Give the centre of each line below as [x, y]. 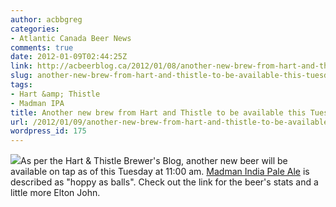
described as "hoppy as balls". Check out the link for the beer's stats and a [164, 182]
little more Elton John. [55, 193]
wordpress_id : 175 [48, 131]
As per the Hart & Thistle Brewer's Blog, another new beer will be [154, 161]
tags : [21, 85]
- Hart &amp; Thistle [55, 94]
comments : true [42, 47]
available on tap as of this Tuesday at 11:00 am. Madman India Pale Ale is [160, 172]
